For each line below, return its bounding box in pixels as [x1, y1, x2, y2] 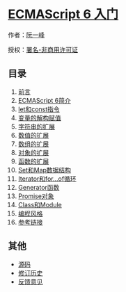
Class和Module [17, 200, 62, 209]
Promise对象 [17, 192, 54, 200]
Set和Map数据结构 [17, 165, 72, 174]
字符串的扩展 [17, 122, 55, 131]
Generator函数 [17, 183, 60, 191]
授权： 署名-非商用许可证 [8, 45, 79, 54]
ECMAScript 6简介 [17, 96, 72, 104]
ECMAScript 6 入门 [8, 6, 119, 22]
